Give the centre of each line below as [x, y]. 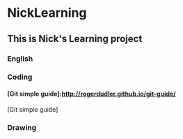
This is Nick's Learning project [75, 39]
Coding [20, 77]
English [20, 59]
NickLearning [47, 13]
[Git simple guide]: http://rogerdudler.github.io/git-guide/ [91, 94]
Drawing [22, 127]
